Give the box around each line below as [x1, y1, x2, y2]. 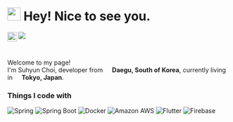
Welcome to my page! [7, 58, 71, 67]
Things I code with [7, 90, 72, 100]
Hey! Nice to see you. [23, 8, 151, 25]
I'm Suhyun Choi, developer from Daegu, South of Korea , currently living [7, 65, 227, 74]
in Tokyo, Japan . [7, 73, 65, 81]
